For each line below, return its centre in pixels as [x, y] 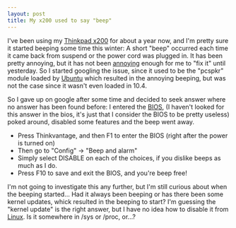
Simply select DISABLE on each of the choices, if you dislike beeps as [119, 158]
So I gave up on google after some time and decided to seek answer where [117, 99]
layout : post [26, 14]
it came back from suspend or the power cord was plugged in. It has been [115, 55]
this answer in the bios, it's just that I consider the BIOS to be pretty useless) [118, 114]
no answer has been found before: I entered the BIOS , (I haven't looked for [116, 107]
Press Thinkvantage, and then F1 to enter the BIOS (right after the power [123, 136]
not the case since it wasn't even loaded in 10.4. [77, 85]
